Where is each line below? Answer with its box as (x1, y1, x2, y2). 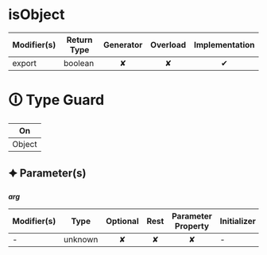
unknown (63, 234, 99, 245)
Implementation (193, 39, 255, 50)
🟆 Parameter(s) (8, 167, 87, 180)
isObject (8, 6, 65, 24)
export (12, 57, 37, 68)
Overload (150, 39, 187, 50)
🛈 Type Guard (8, 91, 105, 109)
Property (174, 220, 209, 231)
